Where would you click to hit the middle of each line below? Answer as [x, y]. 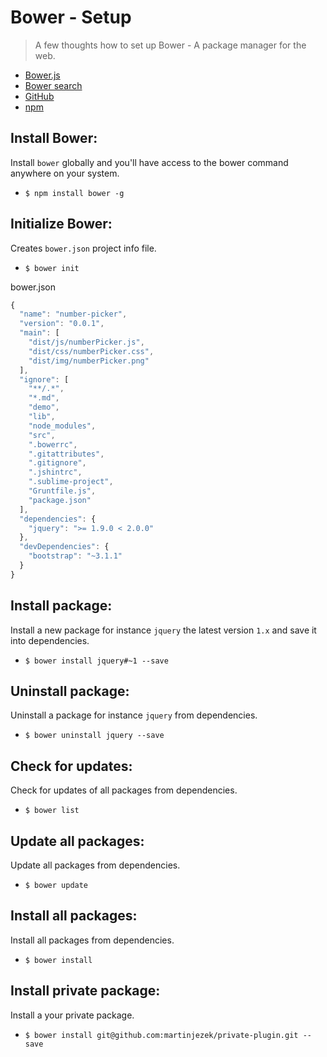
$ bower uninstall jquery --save [94, 736]
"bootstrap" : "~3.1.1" [75, 556]
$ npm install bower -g [74, 193]
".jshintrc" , [55, 472]
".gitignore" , [57, 463]
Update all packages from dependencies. [95, 865]
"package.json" [60, 500]
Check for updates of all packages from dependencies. [124, 790]
